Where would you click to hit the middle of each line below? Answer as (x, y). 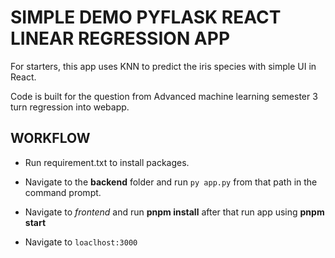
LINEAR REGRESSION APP (120, 38)
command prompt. (63, 192)
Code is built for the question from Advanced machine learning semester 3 (164, 96)
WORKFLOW (50, 138)
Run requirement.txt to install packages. (107, 162)
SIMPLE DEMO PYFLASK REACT (146, 17)
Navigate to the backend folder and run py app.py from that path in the (171, 182)
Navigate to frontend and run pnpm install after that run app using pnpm (174, 212)
